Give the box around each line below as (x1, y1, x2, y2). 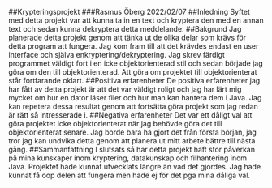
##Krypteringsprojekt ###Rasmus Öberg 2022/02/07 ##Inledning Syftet (8, 7, 250, 16)
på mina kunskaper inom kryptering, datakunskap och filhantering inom (8, 153, 248, 163)
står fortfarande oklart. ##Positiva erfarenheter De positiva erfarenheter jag (8, 76, 261, 85)
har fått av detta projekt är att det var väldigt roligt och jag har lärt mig (8, 84, 242, 94)
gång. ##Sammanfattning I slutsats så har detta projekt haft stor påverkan (8, 145, 256, 154)
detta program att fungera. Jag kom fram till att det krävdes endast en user (8, 41, 259, 51)
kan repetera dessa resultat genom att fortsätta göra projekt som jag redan (8, 101, 258, 111)
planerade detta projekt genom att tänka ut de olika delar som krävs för (8, 32, 246, 42)
